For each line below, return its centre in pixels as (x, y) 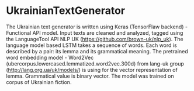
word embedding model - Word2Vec (50, 57)
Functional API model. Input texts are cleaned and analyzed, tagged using (95, 32)
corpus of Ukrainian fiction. (39, 82)
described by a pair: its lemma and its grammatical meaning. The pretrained (97, 51)
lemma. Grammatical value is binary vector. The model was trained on (90, 76)
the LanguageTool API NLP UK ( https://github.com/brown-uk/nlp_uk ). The (95, 39)
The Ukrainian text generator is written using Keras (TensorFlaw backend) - (97, 27)
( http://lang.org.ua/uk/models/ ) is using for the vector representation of (92, 70)
